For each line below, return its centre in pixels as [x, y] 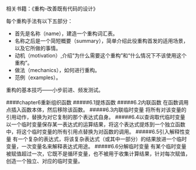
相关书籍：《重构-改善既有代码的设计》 [52, 8]
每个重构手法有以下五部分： [39, 21]
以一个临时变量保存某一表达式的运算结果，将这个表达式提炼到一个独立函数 [96, 124]
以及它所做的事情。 [38, 48]
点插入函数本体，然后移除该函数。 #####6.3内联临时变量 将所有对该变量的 [96, 110]
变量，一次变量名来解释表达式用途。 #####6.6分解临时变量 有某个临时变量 [96, 146]
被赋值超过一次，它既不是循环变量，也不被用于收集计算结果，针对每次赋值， [98, 154]
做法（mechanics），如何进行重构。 [57, 70]
